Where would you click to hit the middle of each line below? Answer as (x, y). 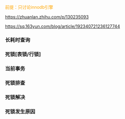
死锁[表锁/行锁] (23, 54)
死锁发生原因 (20, 111)
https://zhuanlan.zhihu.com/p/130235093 (47, 17)
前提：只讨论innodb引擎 (29, 7)
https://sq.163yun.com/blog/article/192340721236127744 (63, 26)
